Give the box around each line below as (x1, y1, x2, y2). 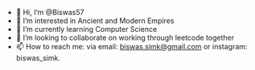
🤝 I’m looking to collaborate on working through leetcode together (15, 33, 235, 42)
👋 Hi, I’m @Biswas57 (15, 8, 84, 17)
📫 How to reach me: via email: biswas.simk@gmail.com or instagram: (15, 42, 248, 51)
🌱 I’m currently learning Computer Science (15, 25, 158, 33)
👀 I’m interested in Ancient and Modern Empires (15, 16, 175, 25)
